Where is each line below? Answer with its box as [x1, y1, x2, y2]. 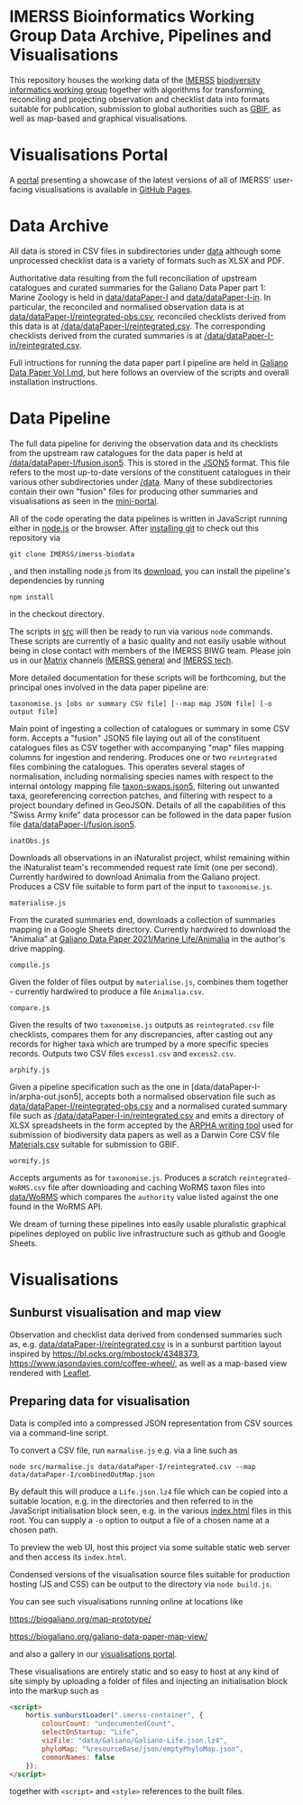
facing [9, 183, 33, 195]
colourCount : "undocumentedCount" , [41, 1719, 176, 1728]
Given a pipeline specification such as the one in [9, 1081, 189, 1092]
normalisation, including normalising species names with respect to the [9, 770, 273, 782]
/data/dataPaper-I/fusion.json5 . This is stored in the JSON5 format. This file [9, 457, 290, 468]
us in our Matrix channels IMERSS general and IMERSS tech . [9, 655, 234, 665]
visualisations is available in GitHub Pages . [34, 183, 193, 195]
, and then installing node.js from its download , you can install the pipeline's [9, 565, 291, 576]
